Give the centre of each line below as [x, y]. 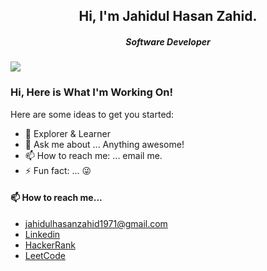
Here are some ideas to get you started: [92, 114]
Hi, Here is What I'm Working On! [92, 92]
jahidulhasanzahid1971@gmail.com [96, 223]
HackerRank [50, 245]
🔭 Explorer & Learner [67, 133]
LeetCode [45, 255]
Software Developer [168, 41]
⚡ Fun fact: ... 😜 [58, 170]
